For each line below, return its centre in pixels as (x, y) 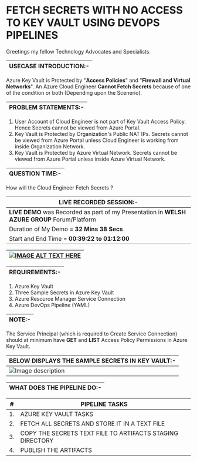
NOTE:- (20, 320)
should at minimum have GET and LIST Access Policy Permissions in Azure (97, 340)
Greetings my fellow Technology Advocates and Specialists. (79, 51)
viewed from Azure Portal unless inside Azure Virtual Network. (90, 159)
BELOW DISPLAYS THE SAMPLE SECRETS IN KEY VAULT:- (92, 361)
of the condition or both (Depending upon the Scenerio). (74, 92)
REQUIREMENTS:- (35, 272)
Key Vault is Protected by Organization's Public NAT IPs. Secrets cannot (101, 134)
